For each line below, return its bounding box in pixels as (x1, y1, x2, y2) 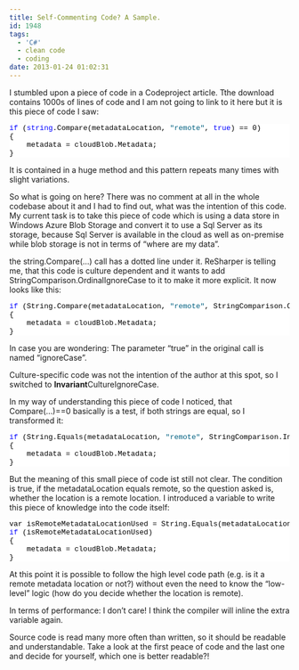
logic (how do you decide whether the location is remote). (31, 587, 244, 598)
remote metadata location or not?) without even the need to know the (9, 578, 263, 589)
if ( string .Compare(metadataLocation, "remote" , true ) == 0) (9, 123, 262, 133)
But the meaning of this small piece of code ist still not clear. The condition (9, 473, 283, 484)
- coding (17, 54, 50, 63)
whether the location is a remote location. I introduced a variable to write (9, 492, 276, 503)
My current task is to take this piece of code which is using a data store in (9, 210, 280, 221)
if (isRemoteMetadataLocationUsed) (9, 527, 153, 537)
